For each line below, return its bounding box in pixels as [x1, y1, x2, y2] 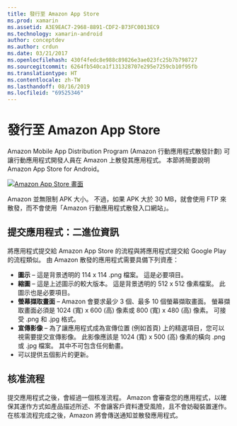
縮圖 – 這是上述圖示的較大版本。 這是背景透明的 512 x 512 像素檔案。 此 [17, 279, 226, 288]
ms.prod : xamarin [7, 17, 59, 24]
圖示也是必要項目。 [17, 288, 74, 296]
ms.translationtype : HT [7, 69, 78, 77]
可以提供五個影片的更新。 [17, 350, 93, 359]
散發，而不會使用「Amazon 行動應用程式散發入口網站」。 [7, 203, 173, 213]
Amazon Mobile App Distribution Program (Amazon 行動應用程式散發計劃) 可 [7, 147, 231, 156]
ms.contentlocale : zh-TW [7, 76, 81, 84]
